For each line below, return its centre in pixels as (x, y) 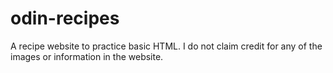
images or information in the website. (87, 56)
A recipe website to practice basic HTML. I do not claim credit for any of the (166, 46)
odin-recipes (65, 18)
